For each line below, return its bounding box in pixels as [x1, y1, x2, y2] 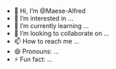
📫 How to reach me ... [13, 37, 79, 45]
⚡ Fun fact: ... [13, 55, 53, 63]
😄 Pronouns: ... [13, 47, 60, 56]
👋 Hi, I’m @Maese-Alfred [13, 7, 86, 15]
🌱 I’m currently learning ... [13, 22, 89, 30]
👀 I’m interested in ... [13, 14, 74, 23]
